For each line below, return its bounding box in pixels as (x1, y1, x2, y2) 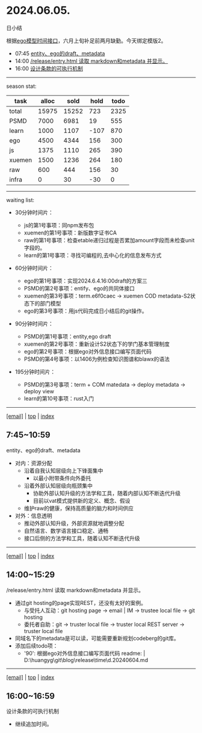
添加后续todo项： (14, 642, 58, 649)
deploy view (23, 387, 54, 394)
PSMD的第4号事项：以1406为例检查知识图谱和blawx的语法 (23, 355, 170, 363)
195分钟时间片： (14, 368, 56, 375)
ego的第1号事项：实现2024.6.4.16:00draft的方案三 (23, 277, 148, 284)
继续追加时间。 (14, 720, 52, 728)
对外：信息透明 (14, 512, 52, 519)
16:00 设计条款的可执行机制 (14, 64, 83, 72)
